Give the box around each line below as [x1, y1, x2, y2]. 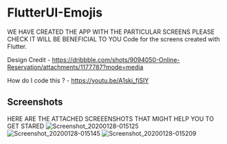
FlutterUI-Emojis [7, 5, 103, 21]
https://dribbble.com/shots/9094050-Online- [52, 55, 180, 63]
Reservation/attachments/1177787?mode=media [7, 63, 144, 71]
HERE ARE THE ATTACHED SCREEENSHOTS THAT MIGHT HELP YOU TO [7, 114, 215, 123]
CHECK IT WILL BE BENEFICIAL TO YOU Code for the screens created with [7, 34, 220, 43]
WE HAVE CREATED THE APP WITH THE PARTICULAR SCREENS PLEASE [7, 28, 215, 36]
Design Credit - [7, 55, 51, 63]
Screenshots [7, 96, 63, 108]
